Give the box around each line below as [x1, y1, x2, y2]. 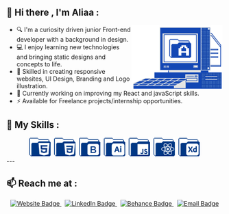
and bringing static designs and [16, 53, 106, 61]
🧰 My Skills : [6, 119, 60, 131]
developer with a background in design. [16, 35, 129, 43]
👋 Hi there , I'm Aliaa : [6, 7, 99, 18]
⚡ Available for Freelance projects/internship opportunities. [16, 96, 183, 105]
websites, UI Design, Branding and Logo [16, 75, 130, 83]
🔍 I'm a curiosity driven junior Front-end [16, 25, 131, 34]
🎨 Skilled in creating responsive [16, 67, 106, 75]
